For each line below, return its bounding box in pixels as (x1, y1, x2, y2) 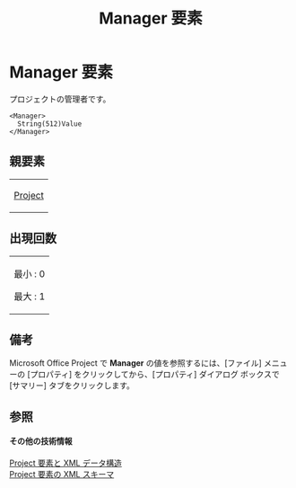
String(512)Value (17, 119, 83, 129)
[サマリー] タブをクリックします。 (9, 380, 135, 391)
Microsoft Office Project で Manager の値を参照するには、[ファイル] (9, 358, 262, 368)
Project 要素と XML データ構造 (9, 457, 123, 468)
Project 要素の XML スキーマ (9, 468, 115, 479)
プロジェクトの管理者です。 (9, 93, 111, 104)
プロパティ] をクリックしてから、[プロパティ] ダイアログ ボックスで (30, 369, 280, 380)
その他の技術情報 (9, 436, 73, 447)
